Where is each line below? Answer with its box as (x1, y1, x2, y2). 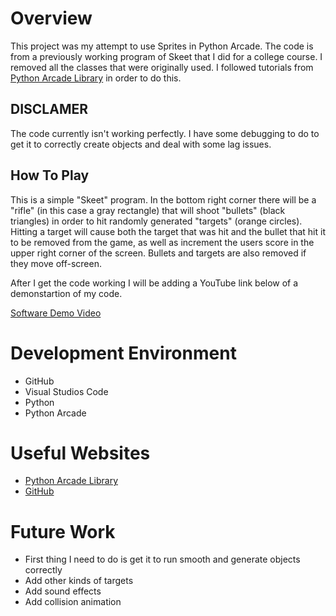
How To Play (10, 167, 90, 184)
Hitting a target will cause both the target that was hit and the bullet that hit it (10, 225, 326, 237)
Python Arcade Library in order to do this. (10, 72, 182, 84)
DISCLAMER (10, 101, 89, 118)
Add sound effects (24, 585, 102, 597)
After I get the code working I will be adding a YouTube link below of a (10, 277, 299, 289)
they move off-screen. (10, 257, 102, 269)
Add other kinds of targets (24, 575, 134, 587)
